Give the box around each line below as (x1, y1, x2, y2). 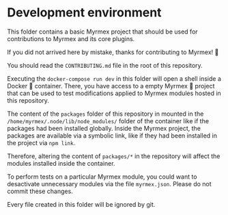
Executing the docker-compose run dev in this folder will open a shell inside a (7, 74, 222, 83)
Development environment (7, 5, 162, 21)
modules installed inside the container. (7, 159, 115, 167)
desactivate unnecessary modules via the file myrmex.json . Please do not (7, 179, 212, 188)
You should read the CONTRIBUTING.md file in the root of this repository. (7, 61, 203, 69)
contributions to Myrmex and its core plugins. (7, 34, 135, 42)
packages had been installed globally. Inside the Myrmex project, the (7, 124, 201, 132)
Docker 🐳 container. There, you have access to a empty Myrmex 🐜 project (7, 81, 215, 90)
